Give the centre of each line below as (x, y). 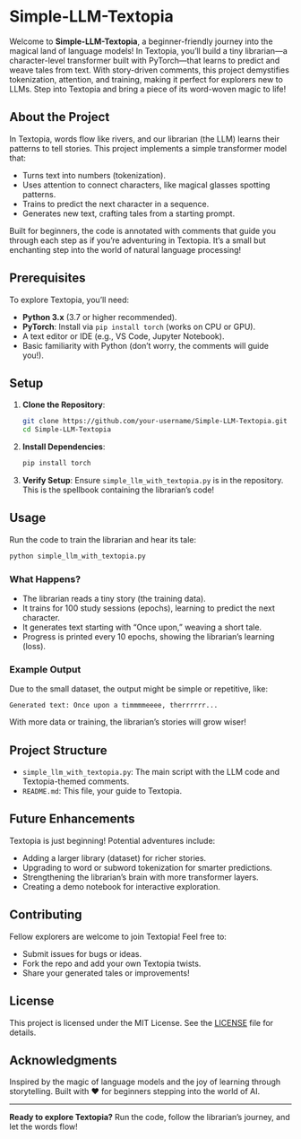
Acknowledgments (64, 1060)
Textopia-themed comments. (76, 781)
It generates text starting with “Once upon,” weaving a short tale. (142, 627)
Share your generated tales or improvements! (106, 973)
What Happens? (45, 578)
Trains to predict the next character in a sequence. (116, 204)
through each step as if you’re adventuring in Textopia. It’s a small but (138, 240)
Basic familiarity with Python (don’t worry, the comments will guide (145, 345)
